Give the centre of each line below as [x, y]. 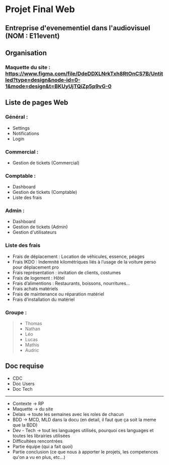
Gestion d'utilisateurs [34, 232]
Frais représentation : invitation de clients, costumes [67, 272]
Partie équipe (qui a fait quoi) [43, 446]
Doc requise [25, 366]
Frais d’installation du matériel [44, 299]
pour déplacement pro [36, 267]
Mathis [32, 345]
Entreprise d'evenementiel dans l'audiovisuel [78, 28]
